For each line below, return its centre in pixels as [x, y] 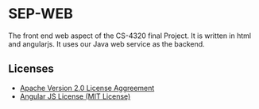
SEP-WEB [41, 14]
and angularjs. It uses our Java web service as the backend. [106, 43]
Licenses [31, 69]
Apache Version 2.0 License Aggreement [87, 88]
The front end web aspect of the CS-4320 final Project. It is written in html [130, 36]
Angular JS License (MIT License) [75, 96]
